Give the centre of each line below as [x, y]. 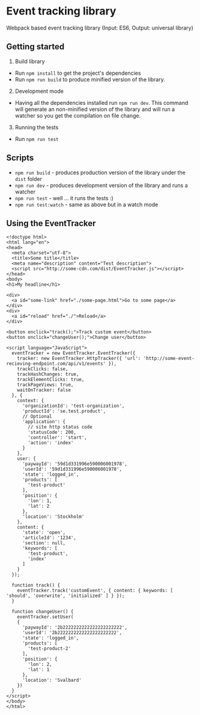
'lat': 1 [39, 670]
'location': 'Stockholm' [53, 517]
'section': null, [44, 543]
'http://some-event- [169, 359]
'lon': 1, [40, 501]
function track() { [36, 585]
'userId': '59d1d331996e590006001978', [72, 469]
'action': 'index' [51, 443]
